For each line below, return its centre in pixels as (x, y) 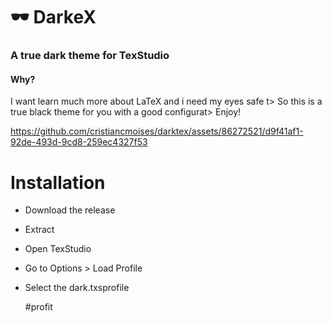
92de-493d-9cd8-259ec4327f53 (79, 142)
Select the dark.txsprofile (77, 288)
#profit (38, 307)
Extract (39, 230)
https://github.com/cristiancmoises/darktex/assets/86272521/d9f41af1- (157, 131)
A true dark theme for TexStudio (90, 56)
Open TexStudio (58, 249)
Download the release (70, 210)
